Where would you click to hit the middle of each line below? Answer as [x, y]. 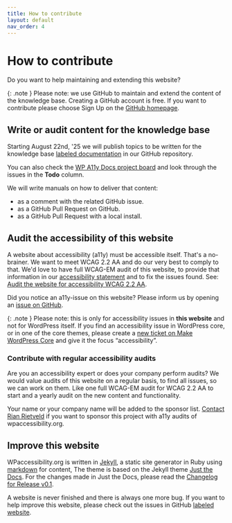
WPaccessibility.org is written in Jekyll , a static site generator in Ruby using [115, 462]
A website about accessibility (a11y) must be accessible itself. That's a [107, 254]
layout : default [30, 20]
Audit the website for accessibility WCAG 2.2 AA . [77, 284]
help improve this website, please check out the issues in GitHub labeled [111, 505]
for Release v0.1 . [30, 484]
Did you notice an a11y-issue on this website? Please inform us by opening [113, 297]
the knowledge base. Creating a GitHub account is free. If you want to [107, 100]
